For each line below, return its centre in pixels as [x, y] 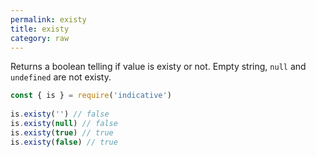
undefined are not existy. [61, 77]
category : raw [40, 38]
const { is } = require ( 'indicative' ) [91, 96]
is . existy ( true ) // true [62, 132]
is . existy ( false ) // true [64, 142]
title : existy [40, 29]
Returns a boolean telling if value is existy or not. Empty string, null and [158, 67]
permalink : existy [48, 19]
